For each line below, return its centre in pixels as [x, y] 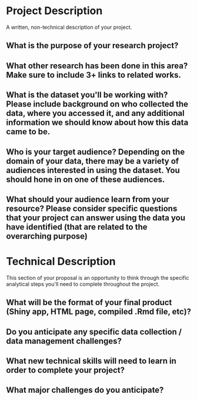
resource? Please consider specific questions [92, 208]
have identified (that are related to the [77, 227]
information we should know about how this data [97, 123]
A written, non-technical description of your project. [69, 27]
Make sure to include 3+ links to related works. [94, 75]
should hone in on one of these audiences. [86, 179]
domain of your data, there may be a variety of [93, 161]
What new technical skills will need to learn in [91, 361]
